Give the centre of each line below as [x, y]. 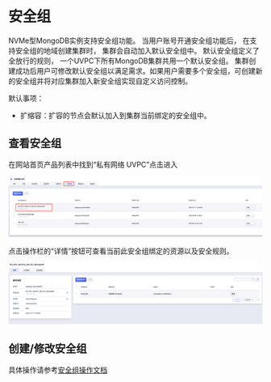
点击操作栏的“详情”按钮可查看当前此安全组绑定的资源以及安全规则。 [121, 251]
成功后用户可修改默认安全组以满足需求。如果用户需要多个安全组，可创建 [135, 70]
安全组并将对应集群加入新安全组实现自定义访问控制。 [103, 81]
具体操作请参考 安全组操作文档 [58, 370]
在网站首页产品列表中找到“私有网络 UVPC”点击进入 [93, 164]
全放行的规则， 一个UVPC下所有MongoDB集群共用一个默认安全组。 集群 [129, 61]
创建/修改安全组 [48, 349]
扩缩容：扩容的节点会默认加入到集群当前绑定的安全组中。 [115, 115]
